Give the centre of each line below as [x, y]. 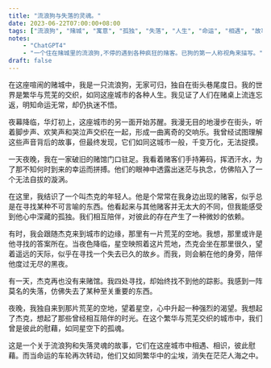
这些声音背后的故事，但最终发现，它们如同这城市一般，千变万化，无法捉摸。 [135, 142]
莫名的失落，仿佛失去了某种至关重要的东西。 [83, 291]
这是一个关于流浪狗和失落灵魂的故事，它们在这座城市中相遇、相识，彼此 [128, 345]
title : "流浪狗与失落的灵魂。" [55, 16]
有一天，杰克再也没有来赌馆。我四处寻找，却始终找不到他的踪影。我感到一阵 [135, 281]
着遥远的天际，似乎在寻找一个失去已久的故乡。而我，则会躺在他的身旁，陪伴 [135, 254]
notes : [19, 38]
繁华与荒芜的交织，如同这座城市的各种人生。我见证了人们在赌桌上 [132, 94]
